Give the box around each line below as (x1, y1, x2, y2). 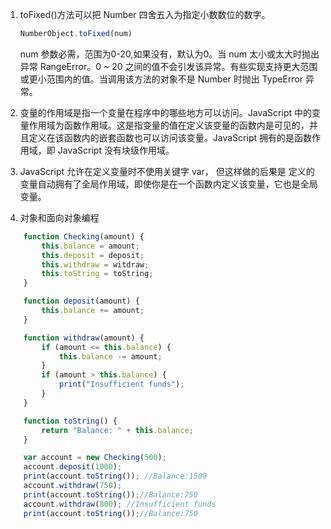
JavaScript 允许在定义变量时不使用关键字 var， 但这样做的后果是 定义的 (19, 165, 315, 177)
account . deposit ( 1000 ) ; (23, 462, 123, 472)
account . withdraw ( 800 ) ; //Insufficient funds (23, 499, 217, 509)
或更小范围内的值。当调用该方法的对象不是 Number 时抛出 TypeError (19, 73, 304, 85)
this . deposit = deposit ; (41, 250, 145, 260)
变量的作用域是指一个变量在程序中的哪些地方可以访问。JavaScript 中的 (19, 106, 312, 118)
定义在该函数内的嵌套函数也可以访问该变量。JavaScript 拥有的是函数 (28, 131, 312, 143)
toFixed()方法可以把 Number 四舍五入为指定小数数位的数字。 (19, 9, 271, 20)
